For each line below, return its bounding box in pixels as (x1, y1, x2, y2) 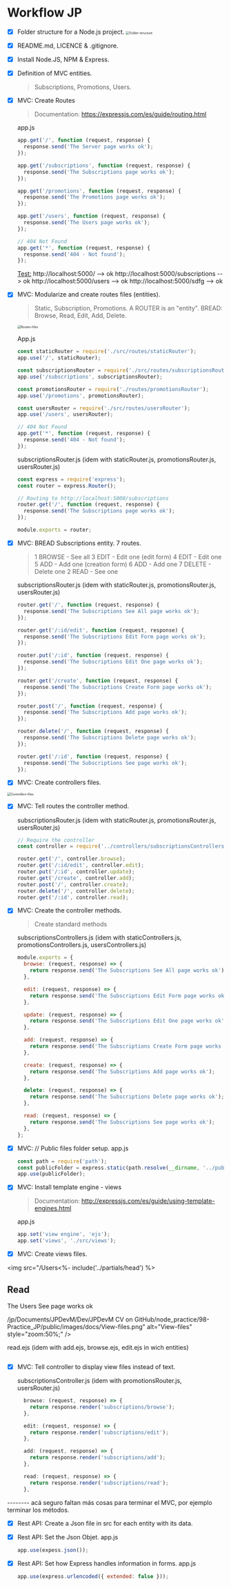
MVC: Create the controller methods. (17, 906, 122, 915)
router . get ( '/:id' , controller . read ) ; (17, 894, 129, 901)
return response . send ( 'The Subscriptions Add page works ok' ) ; (30, 1068, 216, 1075)
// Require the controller (17, 837, 95, 844)
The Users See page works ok (7, 1301, 93, 1310)
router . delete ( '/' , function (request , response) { (17, 728, 169, 735)
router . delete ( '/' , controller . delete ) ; (17, 888, 135, 895)
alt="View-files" (147, 1322, 192, 1330)
